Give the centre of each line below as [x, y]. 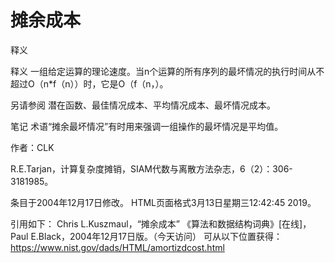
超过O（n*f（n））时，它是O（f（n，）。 [89, 83]
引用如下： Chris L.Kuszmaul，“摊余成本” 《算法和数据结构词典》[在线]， [161, 223]
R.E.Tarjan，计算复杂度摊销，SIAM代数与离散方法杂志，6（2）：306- [151, 168]
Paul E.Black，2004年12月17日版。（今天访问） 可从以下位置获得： [146, 236]
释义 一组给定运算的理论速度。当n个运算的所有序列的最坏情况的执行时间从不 [167, 71]
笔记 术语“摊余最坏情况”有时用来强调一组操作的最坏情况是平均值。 [147, 126]
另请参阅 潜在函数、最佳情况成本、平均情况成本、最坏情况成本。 [143, 105]
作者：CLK [32, 147]
